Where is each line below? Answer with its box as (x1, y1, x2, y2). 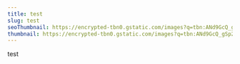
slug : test (7, 17, 40, 24)
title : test (7, 10, 43, 18)
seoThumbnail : (7, 23, 50, 31)
